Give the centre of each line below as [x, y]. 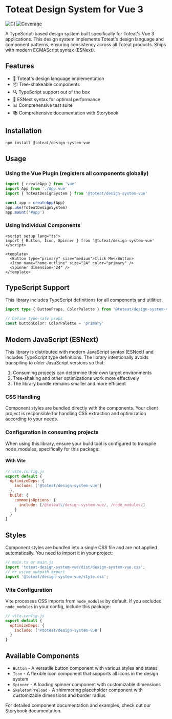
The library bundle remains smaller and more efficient [69, 383]
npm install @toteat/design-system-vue [48, 143]
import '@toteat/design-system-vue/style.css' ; [57, 577]
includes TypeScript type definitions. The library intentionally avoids [77, 357]
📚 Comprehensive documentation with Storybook [66, 113]
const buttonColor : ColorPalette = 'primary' [55, 324]
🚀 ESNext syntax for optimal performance [57, 99]
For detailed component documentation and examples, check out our [78, 705]
